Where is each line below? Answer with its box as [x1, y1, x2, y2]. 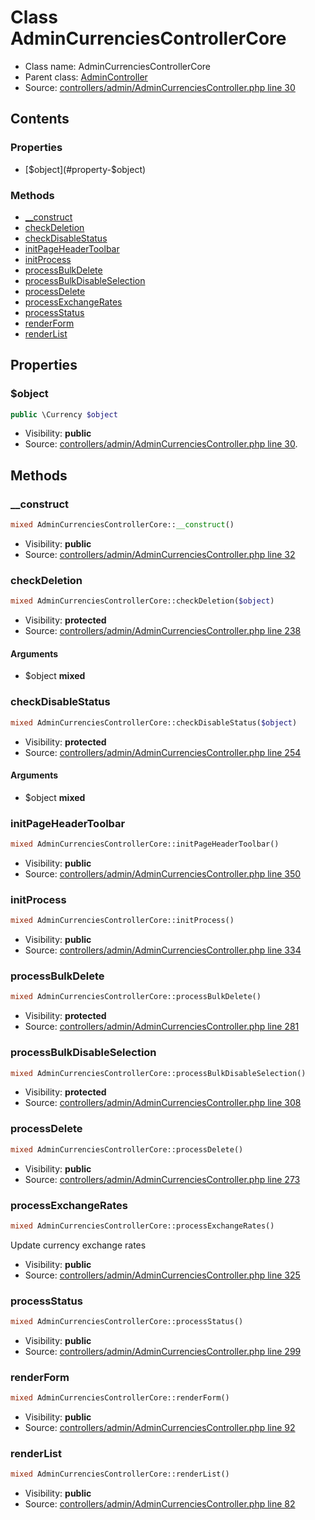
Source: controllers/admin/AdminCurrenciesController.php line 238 [24, 625, 302, 637]
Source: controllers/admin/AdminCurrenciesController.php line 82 [24, 1498, 296, 1510]
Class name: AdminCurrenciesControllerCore [24, 60, 212, 72]
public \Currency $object [10, 409, 118, 420]
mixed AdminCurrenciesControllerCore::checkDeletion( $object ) [10, 596, 275, 606]
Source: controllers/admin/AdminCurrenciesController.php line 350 [24, 867, 302, 880]
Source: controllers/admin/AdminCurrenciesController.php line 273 [24, 1173, 301, 1185]
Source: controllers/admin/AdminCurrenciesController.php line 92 [24, 1422, 296, 1434]
